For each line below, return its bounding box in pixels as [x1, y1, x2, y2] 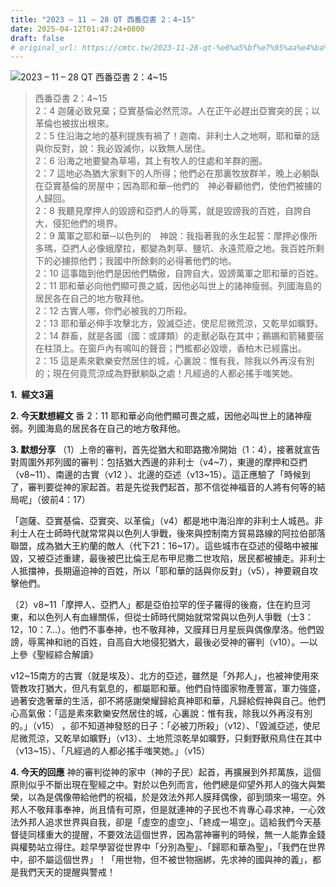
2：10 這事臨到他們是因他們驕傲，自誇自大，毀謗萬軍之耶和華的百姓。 [34, 267, 324, 280]
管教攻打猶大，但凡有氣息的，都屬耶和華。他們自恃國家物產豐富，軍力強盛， [10, 682, 326, 695]
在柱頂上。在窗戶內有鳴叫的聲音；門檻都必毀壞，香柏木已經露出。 [34, 342, 307, 355]
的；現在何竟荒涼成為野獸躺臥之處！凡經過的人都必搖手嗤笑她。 [34, 367, 298, 380]
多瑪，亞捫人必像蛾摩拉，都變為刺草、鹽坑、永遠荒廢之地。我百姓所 [34, 242, 316, 255]
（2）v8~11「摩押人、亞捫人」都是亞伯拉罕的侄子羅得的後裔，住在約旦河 [10, 599, 311, 611]
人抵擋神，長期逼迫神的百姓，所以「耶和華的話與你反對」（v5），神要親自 [10, 565, 310, 577]
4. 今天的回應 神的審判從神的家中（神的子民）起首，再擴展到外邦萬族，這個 [10, 766, 322, 778]
